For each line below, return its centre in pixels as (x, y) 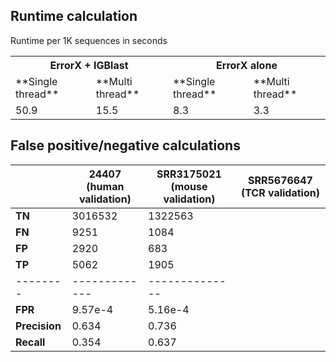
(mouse (189, 186)
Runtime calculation (74, 16)
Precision (38, 326)
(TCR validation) (280, 192)
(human (105, 186)
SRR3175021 (189, 174)
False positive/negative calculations (125, 145)
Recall (30, 342)
